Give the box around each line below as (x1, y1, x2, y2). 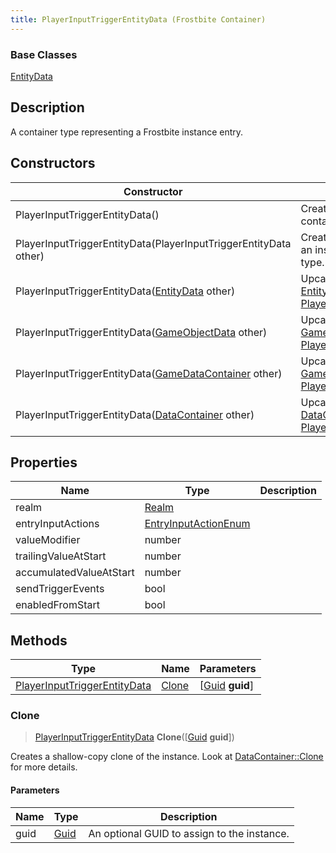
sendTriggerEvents (15, 582, 105, 596)
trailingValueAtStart (15, 549, 107, 563)
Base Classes (10, 47, 78, 61)
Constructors (10, 155, 96, 172)
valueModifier (15, 533, 81, 547)
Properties (10, 454, 78, 471)
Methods (10, 632, 68, 649)
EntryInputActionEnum (144, 517, 251, 531)
